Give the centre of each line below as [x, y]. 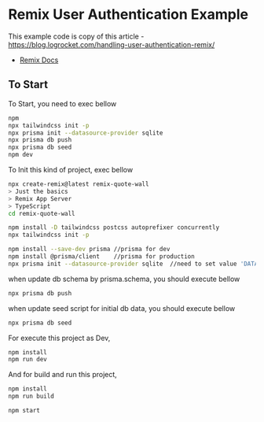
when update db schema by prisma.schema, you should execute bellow [124, 279]
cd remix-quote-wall [42, 213]
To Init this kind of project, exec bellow [71, 170]
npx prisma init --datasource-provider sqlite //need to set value [123, 264]
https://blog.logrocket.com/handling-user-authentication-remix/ [112, 44]
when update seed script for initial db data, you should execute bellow [122, 308]
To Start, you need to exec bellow [62, 103]
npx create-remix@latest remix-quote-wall [79, 184]
